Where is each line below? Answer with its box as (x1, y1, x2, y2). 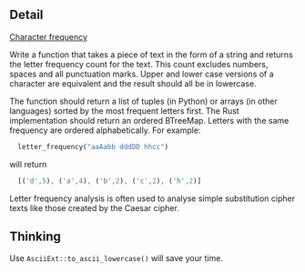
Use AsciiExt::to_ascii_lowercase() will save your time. (9, 253, 223, 264)
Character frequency (9, 31, 88, 42)
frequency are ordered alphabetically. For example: (9, 125, 201, 136)
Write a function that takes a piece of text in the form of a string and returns (9, 49, 293, 60)
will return (9, 158, 47, 169)
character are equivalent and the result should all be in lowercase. (9, 77, 257, 89)
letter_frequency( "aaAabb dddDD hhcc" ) (17, 142, 169, 151)
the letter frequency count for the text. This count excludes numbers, (9, 58, 269, 69)
